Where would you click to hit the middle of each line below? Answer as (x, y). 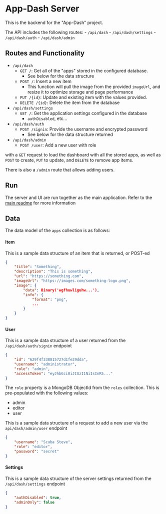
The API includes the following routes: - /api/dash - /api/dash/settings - (80, 32)
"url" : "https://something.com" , (49, 276)
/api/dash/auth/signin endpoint (38, 346)
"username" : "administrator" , (46, 364)
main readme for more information (40, 202)
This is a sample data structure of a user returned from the (65, 340)
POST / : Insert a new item (45, 81)
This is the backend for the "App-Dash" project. (54, 22)
